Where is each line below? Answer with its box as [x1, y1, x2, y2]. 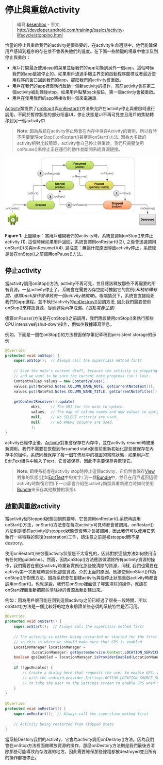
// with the [22, 675, 47, 680]
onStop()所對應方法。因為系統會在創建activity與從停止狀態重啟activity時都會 [5, 575, 158, 581]
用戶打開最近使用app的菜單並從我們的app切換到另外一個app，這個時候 [12, 64, 154, 71]
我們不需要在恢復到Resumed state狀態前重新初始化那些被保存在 [21, 446, 150, 451]
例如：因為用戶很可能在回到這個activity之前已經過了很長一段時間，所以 [5, 597, 147, 603]
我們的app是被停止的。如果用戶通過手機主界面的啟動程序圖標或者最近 [12, 71, 152, 76]
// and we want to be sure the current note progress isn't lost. [14, 373, 151, 379]
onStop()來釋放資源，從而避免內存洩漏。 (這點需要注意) [5, 305, 115, 311]
